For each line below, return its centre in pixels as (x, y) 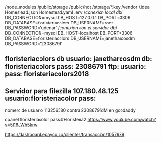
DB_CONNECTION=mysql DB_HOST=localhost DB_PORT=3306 (69, 33)
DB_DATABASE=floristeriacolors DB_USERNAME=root (59, 23)
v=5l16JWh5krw (21, 125)
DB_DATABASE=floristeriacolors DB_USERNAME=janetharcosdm (70, 38)
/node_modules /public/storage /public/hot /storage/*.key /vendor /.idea (77, 7)
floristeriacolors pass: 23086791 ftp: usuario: (76, 66)
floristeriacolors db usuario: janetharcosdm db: (79, 59)
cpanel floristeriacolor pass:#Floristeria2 (46, 120)
